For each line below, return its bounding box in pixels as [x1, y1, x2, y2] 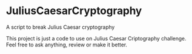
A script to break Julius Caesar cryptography [6, 23, 115, 31]
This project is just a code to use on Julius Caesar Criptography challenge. [6, 35, 187, 42]
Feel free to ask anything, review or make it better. [6, 41, 127, 48]
